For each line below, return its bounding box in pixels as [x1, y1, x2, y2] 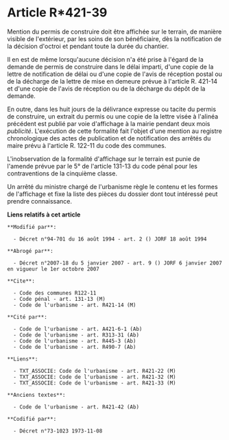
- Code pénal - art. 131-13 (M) [13, 295, 106, 302]
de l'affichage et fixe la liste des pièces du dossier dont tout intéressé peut [7, 190, 218, 198]
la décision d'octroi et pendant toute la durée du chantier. [7, 42, 169, 50]
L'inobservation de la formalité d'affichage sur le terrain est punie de [7, 154, 200, 162]
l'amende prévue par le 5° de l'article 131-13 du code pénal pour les [7, 162, 197, 170]
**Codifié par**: [7, 415, 57, 422]
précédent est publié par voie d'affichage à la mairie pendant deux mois [7, 119, 210, 127]
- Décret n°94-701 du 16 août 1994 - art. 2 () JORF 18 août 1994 [13, 235, 207, 243]
